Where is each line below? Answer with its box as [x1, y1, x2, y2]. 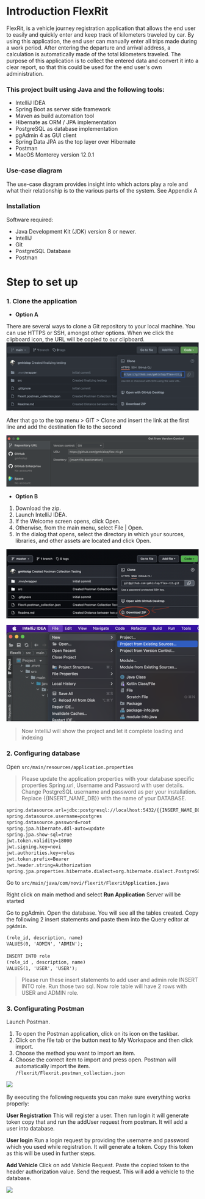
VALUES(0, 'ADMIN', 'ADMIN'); [6, 940, 84, 947]
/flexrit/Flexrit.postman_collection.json [15, 1070, 125, 1077]
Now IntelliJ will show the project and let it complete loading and [21, 728, 184, 735]
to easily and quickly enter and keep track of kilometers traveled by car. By [6, 31, 195, 38]
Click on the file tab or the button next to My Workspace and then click [15, 1036, 193, 1044]
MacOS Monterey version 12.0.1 [15, 151, 95, 158]
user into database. [6, 1125, 55, 1132]
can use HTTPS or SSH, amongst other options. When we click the [6, 329, 174, 337]
